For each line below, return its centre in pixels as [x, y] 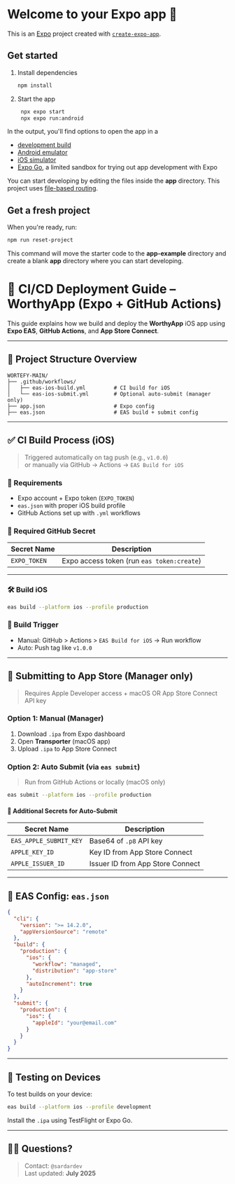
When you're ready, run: [42, 228]
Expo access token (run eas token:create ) [131, 561]
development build [44, 145]
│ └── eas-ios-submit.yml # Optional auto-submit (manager [109, 394]
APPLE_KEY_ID [33, 852]
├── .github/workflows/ [42, 382]
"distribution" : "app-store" [75, 970]
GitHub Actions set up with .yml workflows [79, 513]
